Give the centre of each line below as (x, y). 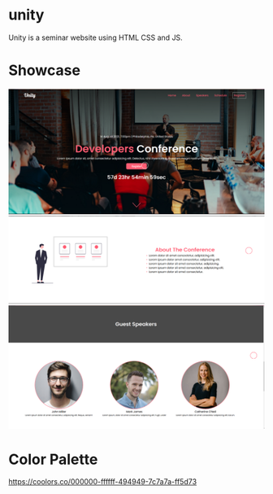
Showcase (45, 70)
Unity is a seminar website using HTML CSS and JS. (95, 37)
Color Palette (53, 459)
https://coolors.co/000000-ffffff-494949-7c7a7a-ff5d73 (103, 482)
